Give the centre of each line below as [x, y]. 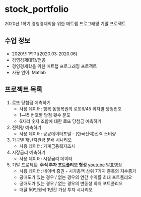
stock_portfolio [37, 9]
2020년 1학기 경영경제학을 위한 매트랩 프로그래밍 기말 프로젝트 [65, 23]
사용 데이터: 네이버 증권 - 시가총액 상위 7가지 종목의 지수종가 [78, 171]
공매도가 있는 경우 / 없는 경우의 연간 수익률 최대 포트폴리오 [76, 177]
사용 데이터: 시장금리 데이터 [46, 158]
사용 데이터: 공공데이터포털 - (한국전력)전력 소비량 [68, 133]
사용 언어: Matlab [29, 72]
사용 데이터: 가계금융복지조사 [47, 146]
